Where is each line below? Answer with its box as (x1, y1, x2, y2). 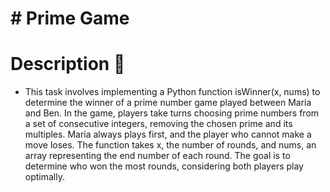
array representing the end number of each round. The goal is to (24, 150, 291, 162)
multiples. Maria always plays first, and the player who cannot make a (24, 128, 312, 141)
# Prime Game (10, 7, 130, 30)
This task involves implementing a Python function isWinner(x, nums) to (24, 86, 321, 98)
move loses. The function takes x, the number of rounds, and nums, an (24, 139, 317, 151)
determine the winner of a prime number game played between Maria (24, 97, 312, 109)
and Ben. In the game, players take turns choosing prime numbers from (24, 107, 320, 119)
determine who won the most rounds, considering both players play (24, 160, 304, 172)
